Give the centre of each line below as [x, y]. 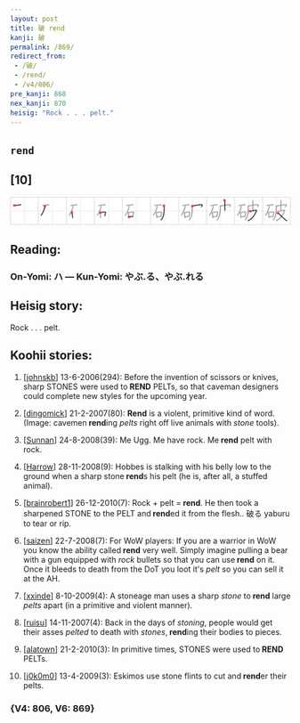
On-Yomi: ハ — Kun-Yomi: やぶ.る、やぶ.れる [107, 277]
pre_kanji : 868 [38, 93]
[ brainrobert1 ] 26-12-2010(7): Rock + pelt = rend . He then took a [141, 502]
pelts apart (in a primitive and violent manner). [108, 605]
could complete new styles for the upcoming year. [115, 395]
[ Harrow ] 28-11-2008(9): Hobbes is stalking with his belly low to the [147, 467]
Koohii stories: [51, 356]
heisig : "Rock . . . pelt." [62, 113]
